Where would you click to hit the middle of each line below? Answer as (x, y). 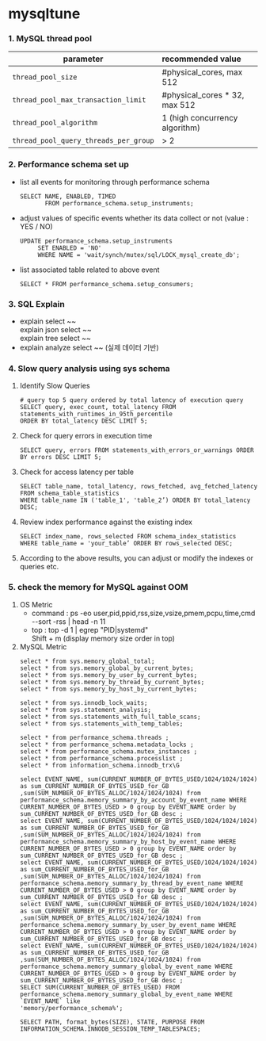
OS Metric (36, 604)
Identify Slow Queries (55, 386)
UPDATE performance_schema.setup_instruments (96, 241)
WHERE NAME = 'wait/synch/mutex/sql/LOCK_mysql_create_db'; (139, 255)
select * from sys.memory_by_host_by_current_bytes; (108, 689)
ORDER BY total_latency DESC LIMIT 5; (84, 421)
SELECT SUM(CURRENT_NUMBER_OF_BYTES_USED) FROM (99, 987)
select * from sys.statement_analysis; (85, 710)
